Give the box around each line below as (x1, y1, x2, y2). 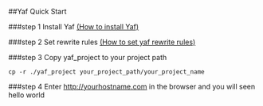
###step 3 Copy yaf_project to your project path (8, 53, 167, 62)
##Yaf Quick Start (8, 7, 67, 16)
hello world (8, 90, 45, 100)
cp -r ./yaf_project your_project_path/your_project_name (8, 68, 205, 76)
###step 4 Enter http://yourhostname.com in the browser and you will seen (8, 82, 256, 91)
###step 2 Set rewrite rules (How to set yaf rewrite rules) (8, 37, 196, 47)
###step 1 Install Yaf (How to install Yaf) (8, 22, 139, 31)
